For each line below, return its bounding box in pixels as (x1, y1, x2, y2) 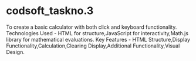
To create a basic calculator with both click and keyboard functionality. (6, 23, 177, 30)
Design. (6, 48, 25, 55)
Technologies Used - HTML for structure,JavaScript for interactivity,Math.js (6, 29, 189, 36)
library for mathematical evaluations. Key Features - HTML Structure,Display (6, 36, 191, 43)
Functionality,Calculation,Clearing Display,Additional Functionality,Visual (6, 42, 180, 49)
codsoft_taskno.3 (6, 4, 94, 18)
